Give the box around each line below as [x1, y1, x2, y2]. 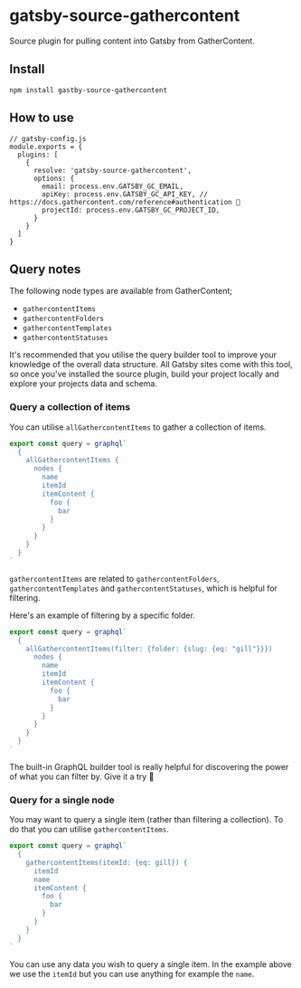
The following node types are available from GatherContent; [9, 286, 233, 297]
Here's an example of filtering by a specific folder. [9, 610, 196, 621]
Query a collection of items [9, 401, 131, 413]
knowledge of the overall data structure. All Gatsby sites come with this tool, [9, 359, 293, 370]
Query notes [9, 261, 81, 277]
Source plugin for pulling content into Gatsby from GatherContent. [9, 35, 255, 46]
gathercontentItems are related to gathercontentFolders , [9, 573, 220, 584]
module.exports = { [9, 142, 83, 151]
